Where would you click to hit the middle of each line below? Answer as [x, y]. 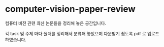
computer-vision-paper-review [70, 9]
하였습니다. [16, 40]
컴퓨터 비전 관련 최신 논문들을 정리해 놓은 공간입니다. [56, 23]
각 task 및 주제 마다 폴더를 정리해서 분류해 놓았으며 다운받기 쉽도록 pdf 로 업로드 [82, 33]
